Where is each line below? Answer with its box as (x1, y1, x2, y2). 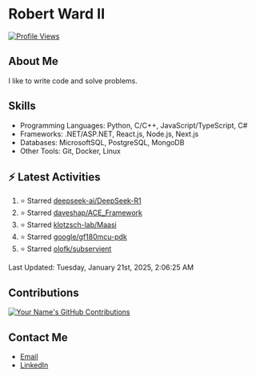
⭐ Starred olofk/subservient (19, 244, 112, 253)
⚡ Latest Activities (8, 170, 101, 184)
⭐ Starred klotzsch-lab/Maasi (19, 220, 118, 229)
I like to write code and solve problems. (8, 75, 138, 85)
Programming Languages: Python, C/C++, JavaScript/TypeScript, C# (19, 120, 248, 130)
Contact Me (8, 330, 68, 344)
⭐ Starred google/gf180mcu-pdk (19, 232, 128, 241)
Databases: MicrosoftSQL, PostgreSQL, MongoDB (19, 137, 185, 147)
